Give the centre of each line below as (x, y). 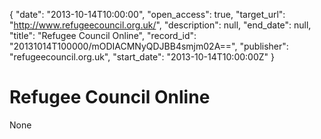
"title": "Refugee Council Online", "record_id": (103, 35)
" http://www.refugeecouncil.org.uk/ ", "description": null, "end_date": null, (160, 25)
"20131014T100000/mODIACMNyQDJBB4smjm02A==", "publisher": (149, 46)
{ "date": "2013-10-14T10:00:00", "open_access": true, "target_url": (147, 14)
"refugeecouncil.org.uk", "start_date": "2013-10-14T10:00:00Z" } (142, 57)
